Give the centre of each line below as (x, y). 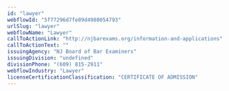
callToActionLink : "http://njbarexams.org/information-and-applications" (115, 39)
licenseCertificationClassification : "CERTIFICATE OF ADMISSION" (102, 77)
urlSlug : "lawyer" (33, 26)
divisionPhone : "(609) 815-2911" (55, 64)
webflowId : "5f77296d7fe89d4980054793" (64, 20)
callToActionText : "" (38, 45)
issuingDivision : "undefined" (51, 58)
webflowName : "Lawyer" (40, 32)
